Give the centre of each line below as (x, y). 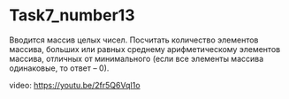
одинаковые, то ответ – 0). (59, 68)
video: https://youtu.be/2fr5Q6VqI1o (75, 85)
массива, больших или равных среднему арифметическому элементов (145, 49)
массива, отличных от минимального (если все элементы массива (137, 58)
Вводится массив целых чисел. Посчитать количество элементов (134, 40)
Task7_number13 (72, 15)
